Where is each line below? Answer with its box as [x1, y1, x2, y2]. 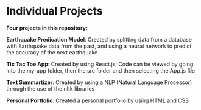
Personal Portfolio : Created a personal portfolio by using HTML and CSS [6, 97, 189, 104]
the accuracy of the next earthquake [6, 48, 98, 56]
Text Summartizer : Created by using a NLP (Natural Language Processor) [6, 79, 192, 86]
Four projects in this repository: [6, 24, 88, 31]
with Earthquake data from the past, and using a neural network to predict [6, 42, 192, 50]
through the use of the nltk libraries [6, 85, 95, 92]
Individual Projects [6, 4, 103, 18]
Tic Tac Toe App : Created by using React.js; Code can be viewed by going [6, 60, 194, 68]
